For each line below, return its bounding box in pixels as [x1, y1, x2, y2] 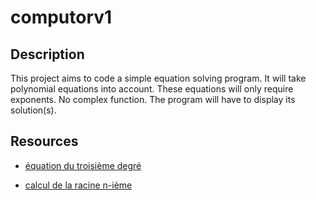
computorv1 [10, 6, 113, 29]
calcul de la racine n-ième [24, 179, 133, 191]
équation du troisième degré [24, 159, 142, 171]
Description [10, 46, 85, 63]
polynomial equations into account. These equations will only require [10, 83, 294, 95]
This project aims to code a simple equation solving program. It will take [10, 72, 307, 84]
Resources [10, 133, 79, 150]
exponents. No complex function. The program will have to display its [10, 94, 296, 105]
